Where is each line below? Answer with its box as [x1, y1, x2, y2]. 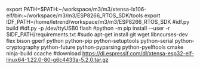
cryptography [6, 43, 40, 51]
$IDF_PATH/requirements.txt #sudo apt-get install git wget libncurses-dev [6, 31, 188, 38]
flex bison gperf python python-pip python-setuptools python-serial [6, 37, 174, 44]
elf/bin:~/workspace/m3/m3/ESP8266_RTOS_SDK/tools [6, 12, 143, 19]
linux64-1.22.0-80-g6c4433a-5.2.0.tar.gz [6, 57, 109, 63]
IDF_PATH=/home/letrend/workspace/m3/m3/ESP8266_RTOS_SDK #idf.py [6, 18, 190, 25]
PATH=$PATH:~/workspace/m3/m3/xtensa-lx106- [23, 6, 147, 12]
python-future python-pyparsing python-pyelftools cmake [41, 43, 184, 51]
